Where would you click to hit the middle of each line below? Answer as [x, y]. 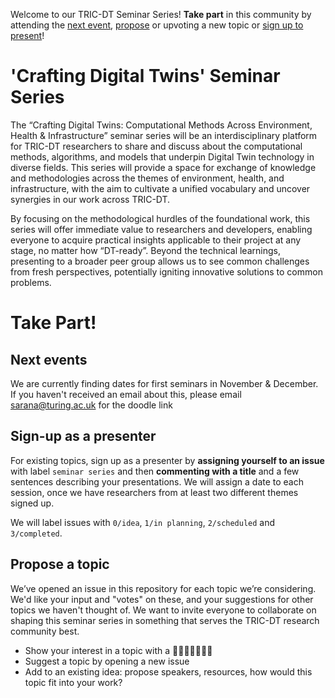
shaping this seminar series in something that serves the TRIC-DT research [165, 620]
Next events [49, 359]
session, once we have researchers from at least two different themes [154, 492]
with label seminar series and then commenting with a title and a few [155, 471]
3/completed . [36, 533]
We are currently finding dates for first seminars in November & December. [164, 383]
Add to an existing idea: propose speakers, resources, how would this [168, 671]
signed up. [32, 503]
